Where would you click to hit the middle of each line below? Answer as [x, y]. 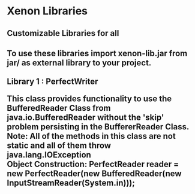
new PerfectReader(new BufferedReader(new [94, 173]
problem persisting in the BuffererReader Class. [98, 127]
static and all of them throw [59, 145]
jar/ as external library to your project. [79, 63]
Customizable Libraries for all [63, 33]
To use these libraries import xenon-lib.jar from [97, 53]
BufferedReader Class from [59, 108]
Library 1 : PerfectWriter [52, 81]
